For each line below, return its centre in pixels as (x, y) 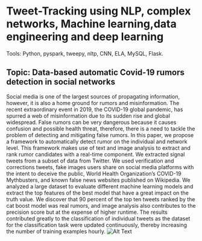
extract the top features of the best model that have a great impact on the (97, 193)
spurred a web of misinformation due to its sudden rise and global (88, 115)
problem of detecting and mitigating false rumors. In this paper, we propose (100, 135)
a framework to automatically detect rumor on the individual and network (97, 141)
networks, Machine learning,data (91, 24)
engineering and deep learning (85, 37)
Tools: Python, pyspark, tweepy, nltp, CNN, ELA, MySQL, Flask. (85, 53)
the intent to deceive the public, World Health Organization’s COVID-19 (94, 173)
